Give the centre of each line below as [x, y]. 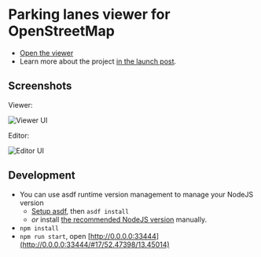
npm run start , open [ [55, 236]
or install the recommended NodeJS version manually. [119, 219]
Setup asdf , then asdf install [80, 211]
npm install [39, 228]
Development [42, 176]
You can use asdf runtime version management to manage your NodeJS [136, 194]
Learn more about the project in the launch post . [98, 61]
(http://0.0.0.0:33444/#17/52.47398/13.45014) [95, 244]
